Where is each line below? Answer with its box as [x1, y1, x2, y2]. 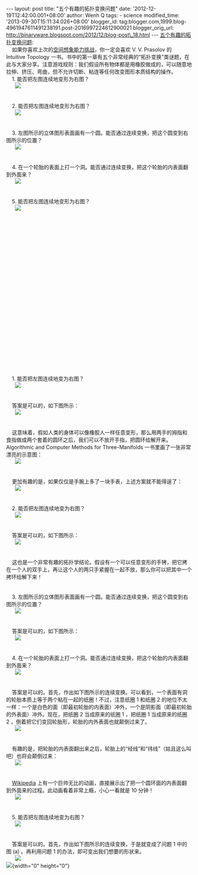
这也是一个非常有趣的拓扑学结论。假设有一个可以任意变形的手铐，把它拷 [11, 559, 187, 565]
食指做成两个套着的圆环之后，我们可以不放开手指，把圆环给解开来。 [6, 436, 171, 443]
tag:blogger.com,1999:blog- [119, 18, 187, 25]
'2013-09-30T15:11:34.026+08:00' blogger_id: [6, 18, 118, 25]
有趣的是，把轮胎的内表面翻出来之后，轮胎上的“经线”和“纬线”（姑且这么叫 [11, 745, 192, 752]
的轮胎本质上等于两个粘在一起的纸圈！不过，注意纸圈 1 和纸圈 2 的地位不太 [6, 696, 187, 703]
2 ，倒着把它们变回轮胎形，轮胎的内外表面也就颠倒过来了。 [6, 718, 150, 725]
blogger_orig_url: [133, 24, 174, 31]
